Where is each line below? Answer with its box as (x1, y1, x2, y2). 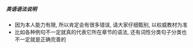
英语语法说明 (6, 5, 37, 12)
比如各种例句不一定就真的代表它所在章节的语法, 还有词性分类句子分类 (14, 28, 182, 35)
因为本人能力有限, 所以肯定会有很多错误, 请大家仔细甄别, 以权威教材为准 (14, 21, 188, 28)
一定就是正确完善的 (19, 36, 66, 43)
